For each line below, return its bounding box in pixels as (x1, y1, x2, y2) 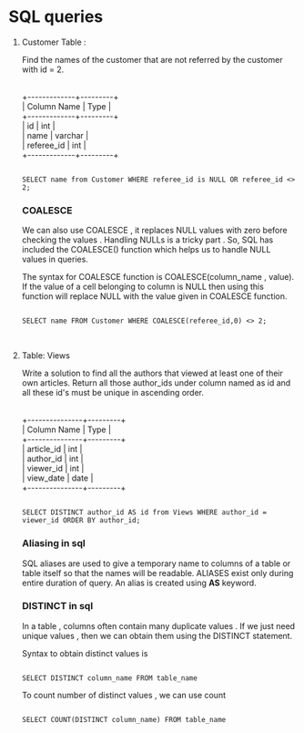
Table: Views (21, 350, 70, 361)
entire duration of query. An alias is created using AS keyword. (21, 577, 257, 588)
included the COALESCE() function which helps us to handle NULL (21, 244, 271, 255)
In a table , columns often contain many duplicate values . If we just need (21, 620, 296, 631)
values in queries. (21, 253, 88, 265)
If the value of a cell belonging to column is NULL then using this (21, 281, 265, 293)
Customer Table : (21, 36, 87, 47)
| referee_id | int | (21, 139, 87, 150)
